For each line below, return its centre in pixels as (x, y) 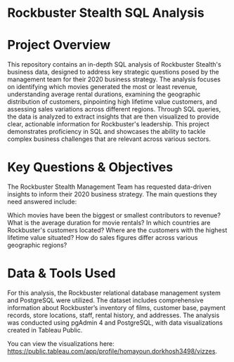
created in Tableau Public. (45, 330)
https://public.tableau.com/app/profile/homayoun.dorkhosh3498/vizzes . (112, 351)
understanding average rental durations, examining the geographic (104, 94)
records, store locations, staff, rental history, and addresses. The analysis (113, 315)
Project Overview (59, 45)
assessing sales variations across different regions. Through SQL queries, (114, 109)
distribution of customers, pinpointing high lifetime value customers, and (112, 102)
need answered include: (42, 202)
